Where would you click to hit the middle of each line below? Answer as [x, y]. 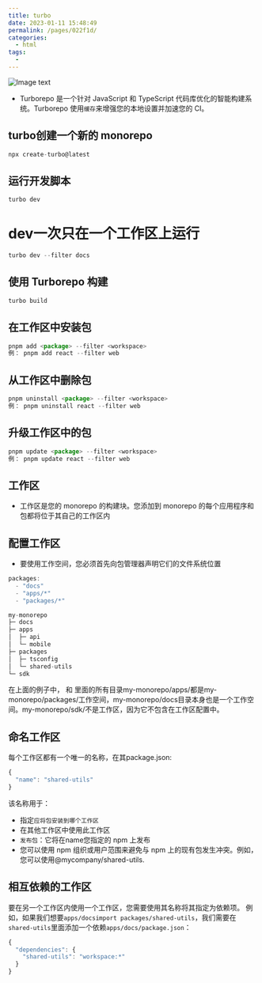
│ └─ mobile [30, 645]
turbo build [28, 301]
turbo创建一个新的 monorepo [80, 136]
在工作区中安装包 [50, 328]
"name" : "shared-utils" [54, 780]
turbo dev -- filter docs [49, 255]
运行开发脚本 [40, 181]
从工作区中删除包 [50, 380]
